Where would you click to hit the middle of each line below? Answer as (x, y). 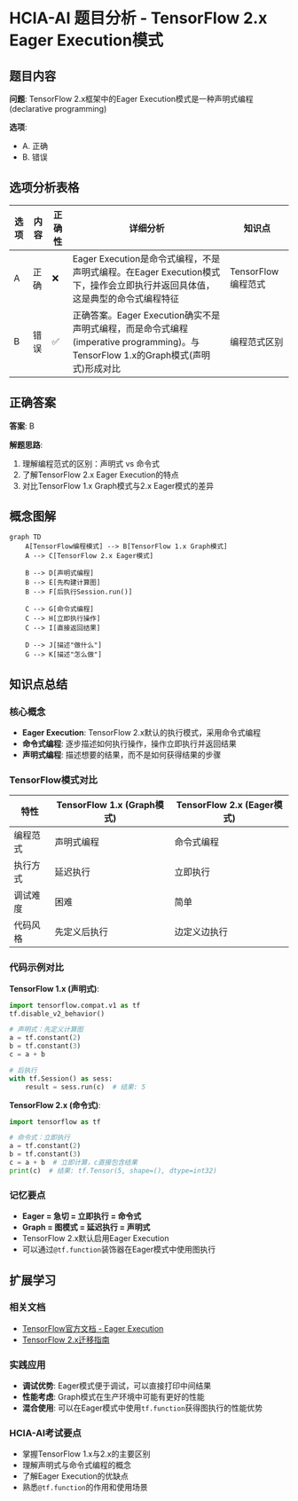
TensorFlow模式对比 (53, 780)
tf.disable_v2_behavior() (57, 1014)
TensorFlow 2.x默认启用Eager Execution (95, 1238)
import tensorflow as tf (55, 1122)
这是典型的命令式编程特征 (126, 298)
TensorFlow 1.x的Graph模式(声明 (141, 355)
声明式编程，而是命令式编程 (130, 328)
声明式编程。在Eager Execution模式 (146, 271)
